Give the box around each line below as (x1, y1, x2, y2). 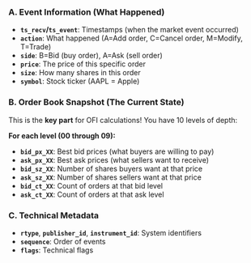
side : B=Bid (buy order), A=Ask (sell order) (19, 51, 164, 61)
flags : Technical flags (19, 245, 94, 255)
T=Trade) (19, 42, 52, 52)
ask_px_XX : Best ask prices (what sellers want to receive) (19, 155, 209, 164)
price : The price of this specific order (19, 59, 146, 69)
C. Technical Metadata (8, 210, 100, 221)
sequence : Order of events (19, 236, 106, 246)
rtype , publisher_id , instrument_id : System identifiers (19, 227, 202, 237)
